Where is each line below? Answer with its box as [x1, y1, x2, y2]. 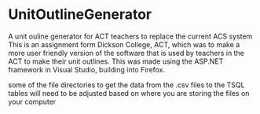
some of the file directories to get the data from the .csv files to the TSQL [8, 80, 245, 90]
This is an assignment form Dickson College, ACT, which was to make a [8, 39, 240, 49]
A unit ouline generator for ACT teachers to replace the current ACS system [8, 31, 253, 41]
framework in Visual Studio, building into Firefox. [8, 64, 166, 74]
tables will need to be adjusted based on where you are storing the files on [8, 88, 250, 97]
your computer [8, 97, 57, 106]
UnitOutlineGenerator [8, 6, 152, 24]
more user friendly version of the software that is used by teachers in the [8, 48, 245, 57]
